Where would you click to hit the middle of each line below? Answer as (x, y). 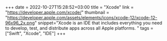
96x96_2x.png (20, 23)
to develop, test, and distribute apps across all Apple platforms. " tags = (79, 28)
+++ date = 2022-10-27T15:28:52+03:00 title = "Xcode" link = (69, 7)
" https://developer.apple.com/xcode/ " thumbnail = (57, 12)
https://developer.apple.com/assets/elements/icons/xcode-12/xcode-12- (82, 18)
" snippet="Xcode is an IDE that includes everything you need (98, 23)
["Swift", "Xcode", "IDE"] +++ (36, 33)
